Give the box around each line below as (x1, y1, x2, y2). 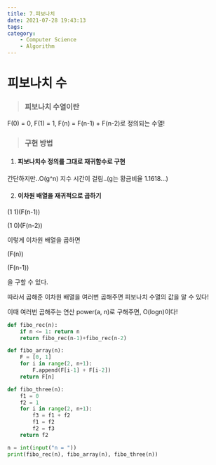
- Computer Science (20, 36, 77, 43)
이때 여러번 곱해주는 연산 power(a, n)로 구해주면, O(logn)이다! (7, 307, 178, 316)
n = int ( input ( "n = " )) (7, 444, 77, 451)
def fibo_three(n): (7, 386, 65, 393)
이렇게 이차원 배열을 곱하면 (7, 236, 81, 244)
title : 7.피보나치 (7, 10, 55, 18)
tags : (7, 23, 23, 30)
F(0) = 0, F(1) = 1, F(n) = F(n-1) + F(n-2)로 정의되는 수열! (7, 119, 166, 128)
